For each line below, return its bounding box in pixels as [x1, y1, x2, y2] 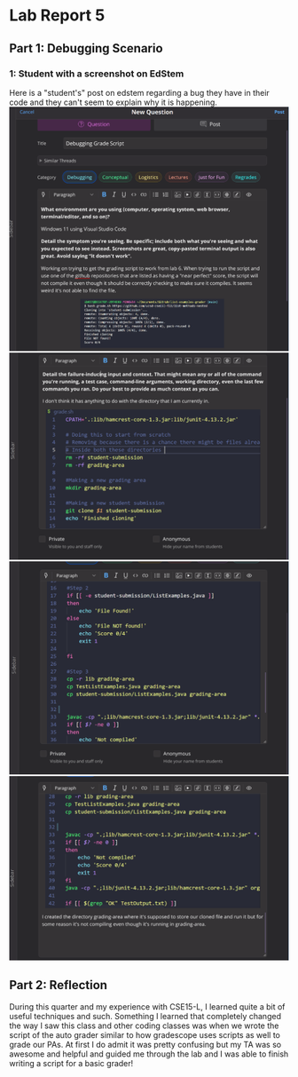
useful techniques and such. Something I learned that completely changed [9, 1010, 282, 1021]
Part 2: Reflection [9, 978, 108, 993]
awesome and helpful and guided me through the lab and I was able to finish [9, 1049, 289, 1059]
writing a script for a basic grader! [9, 1057, 134, 1068]
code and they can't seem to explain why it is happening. [9, 97, 217, 107]
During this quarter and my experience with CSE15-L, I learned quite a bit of [9, 1001, 286, 1012]
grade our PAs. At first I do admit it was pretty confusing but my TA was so [9, 1039, 282, 1049]
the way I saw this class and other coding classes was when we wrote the [9, 1020, 279, 1031]
